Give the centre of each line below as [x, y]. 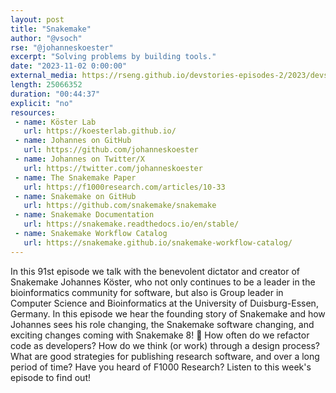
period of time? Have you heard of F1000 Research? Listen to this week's [161, 367]
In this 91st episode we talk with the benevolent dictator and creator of [155, 271]
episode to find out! [50, 377]
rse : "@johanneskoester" [62, 47]
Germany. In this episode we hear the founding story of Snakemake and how [168, 313]
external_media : [44, 76]
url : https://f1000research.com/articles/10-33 [124, 187]
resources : [33, 112]
